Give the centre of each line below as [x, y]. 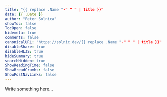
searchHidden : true [25, 61]
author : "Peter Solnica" [31, 19]
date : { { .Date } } [24, 14]
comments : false [22, 38]
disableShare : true [25, 47]
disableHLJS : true [24, 51]
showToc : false [21, 24]
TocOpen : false [21, 28]
